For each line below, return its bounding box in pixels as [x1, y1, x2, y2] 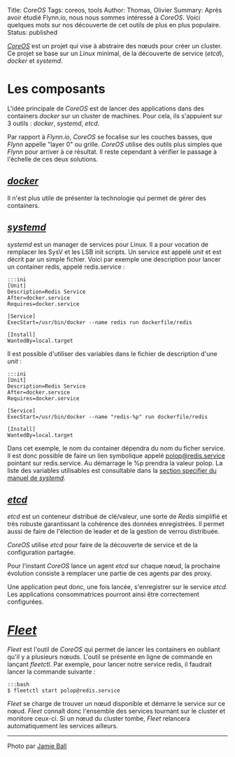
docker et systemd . [7, 57, 63, 65]
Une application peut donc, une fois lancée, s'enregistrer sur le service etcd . [7, 583, 228, 591]
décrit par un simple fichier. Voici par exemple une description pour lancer [7, 255, 221, 263]
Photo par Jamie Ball [7, 742, 67, 751]
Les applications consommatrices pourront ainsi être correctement [7, 590, 199, 599]
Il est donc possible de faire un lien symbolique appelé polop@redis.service [7, 451, 225, 460]
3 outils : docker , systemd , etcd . [7, 119, 100, 127]
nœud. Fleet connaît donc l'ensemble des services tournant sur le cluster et [7, 707, 226, 716]
